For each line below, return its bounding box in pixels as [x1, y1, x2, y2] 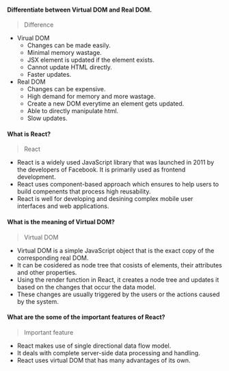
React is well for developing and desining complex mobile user [16, 195, 193, 203]
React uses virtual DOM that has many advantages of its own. [16, 356, 191, 364]
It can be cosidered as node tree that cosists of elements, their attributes [16, 261, 222, 269]
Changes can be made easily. [27, 41, 111, 49]
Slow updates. [27, 114, 68, 123]
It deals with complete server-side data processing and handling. [16, 348, 200, 357]
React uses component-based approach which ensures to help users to [16, 180, 219, 189]
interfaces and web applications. [16, 202, 109, 211]
